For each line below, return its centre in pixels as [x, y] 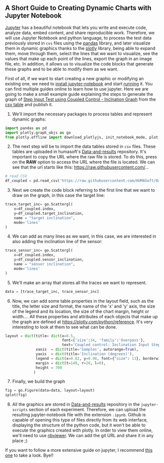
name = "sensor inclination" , [45, 264]
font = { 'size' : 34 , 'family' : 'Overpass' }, [103, 340]
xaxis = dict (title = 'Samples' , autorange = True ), [87, 350]
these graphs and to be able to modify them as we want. [62, 69]
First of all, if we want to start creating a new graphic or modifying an [74, 78]
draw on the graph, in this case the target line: [58, 196]
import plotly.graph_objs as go [38, 132]
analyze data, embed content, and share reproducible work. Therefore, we [80, 33]
